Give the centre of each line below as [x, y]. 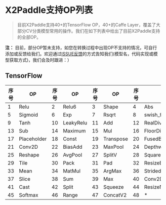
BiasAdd [73, 147]
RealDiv [153, 123]
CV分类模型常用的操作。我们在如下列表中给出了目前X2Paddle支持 [93, 31]
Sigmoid [28, 115]
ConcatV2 [115, 195]
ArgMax [112, 171]
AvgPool [73, 155]
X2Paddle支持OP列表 [49, 10]
